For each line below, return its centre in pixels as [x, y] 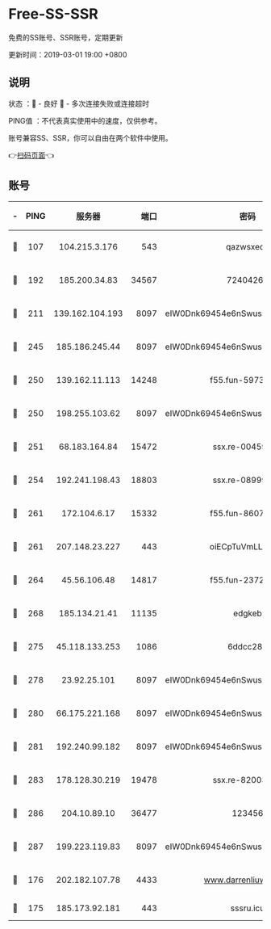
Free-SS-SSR [53, 14]
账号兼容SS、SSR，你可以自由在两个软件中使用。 [90, 137]
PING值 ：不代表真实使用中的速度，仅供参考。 [85, 120]
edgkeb [248, 613]
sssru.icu [248, 908]
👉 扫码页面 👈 [31, 155]
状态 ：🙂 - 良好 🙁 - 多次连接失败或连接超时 [79, 103]
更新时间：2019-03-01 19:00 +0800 [68, 54]
